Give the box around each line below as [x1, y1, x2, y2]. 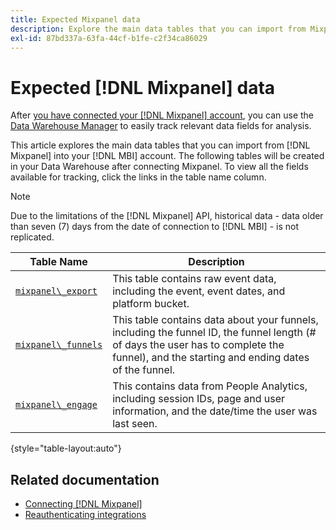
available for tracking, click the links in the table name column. [10, 171, 267, 183]
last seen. [112, 417, 158, 431]
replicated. [10, 231, 55, 243]
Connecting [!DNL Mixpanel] [24, 498, 143, 510]
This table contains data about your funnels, [112, 313, 319, 327]
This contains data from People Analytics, [112, 379, 308, 393]
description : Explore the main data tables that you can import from [10, 24, 307, 34]
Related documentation [10, 471, 160, 488]
